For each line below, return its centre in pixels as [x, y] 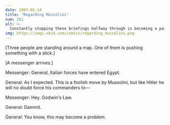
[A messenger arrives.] [29, 63]
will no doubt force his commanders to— [48, 88]
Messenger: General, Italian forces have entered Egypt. [63, 73]
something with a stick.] [30, 53]
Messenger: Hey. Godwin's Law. [39, 97]
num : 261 [14, 19]
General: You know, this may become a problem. [56, 117]
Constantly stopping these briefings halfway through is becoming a [83, 29]
